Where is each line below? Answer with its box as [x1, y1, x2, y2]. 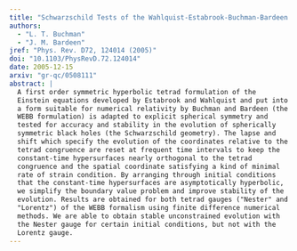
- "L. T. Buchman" [17, 29, 86, 38]
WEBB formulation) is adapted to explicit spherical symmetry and [17, 112, 269, 121]
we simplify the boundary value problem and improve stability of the [17, 187, 285, 196]
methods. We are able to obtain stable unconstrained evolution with [17, 211, 280, 221]
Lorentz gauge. [17, 228, 74, 237]
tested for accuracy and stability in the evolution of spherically [17, 121, 277, 130]
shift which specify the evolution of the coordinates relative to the [17, 137, 289, 146]
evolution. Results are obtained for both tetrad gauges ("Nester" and [17, 195, 289, 205]
